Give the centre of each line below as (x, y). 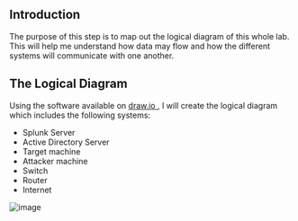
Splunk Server (49, 132)
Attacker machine (55, 161)
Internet (37, 190)
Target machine (51, 151)
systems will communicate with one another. (92, 55)
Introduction (45, 15)
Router (35, 180)
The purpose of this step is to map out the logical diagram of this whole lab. (149, 36)
